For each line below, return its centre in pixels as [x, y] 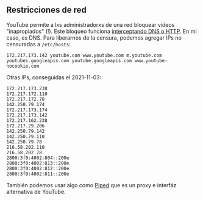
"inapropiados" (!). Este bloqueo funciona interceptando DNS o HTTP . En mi [101, 31]
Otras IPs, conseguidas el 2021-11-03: [54, 77]
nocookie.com [23, 66]
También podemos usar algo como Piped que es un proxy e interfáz [91, 185]
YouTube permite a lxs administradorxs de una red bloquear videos [91, 24]
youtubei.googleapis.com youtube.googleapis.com [69, 60]
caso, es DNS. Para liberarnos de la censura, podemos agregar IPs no [94, 37]
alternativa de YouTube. [36, 191]
